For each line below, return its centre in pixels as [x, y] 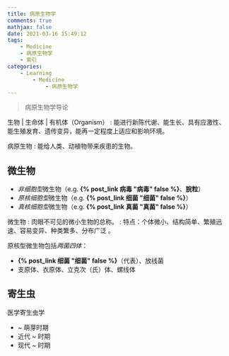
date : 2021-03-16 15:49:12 [47, 34]
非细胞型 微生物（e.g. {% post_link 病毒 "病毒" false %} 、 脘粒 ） [111, 189]
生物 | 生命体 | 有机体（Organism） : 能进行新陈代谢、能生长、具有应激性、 [116, 122]
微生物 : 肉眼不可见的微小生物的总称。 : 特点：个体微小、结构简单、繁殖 [112, 222]
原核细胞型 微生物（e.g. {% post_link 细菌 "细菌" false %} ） [105, 198]
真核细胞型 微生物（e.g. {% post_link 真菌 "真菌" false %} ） [105, 207]
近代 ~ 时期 [34, 336]
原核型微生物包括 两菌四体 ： [48, 246]
